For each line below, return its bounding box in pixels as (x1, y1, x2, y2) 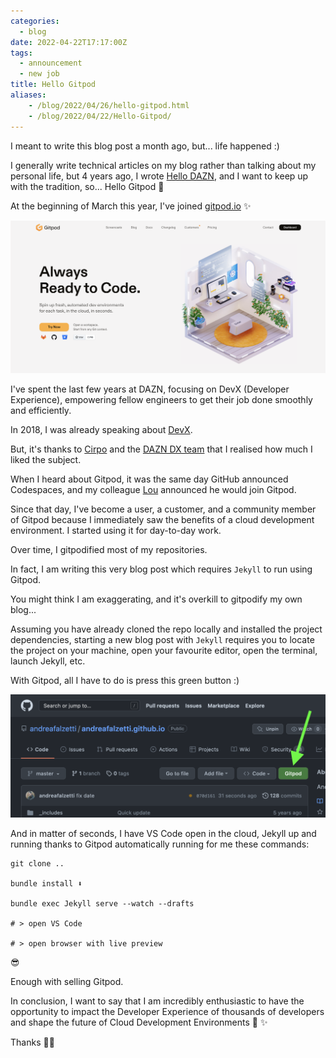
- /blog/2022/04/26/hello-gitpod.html (28, 100, 190, 110)
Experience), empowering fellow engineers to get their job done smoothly (10, 394, 313, 406)
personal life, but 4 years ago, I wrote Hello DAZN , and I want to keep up (10, 170, 309, 182)
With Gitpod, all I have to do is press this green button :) (10, 675, 240, 687)
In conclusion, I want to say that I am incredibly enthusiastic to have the (10, 995, 305, 1007)
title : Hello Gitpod (10, 80, 97, 90)
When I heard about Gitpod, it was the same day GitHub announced (10, 473, 289, 485)
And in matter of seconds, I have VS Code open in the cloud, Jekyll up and (10, 828, 317, 840)
